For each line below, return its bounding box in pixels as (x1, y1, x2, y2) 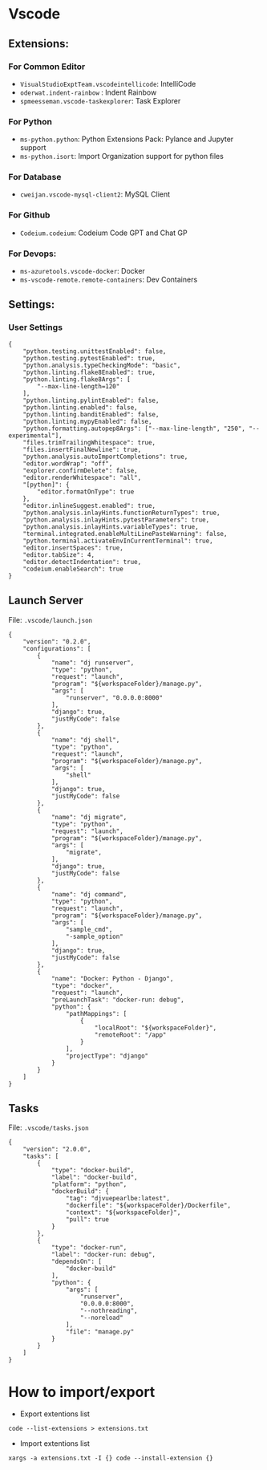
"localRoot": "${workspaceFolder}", (94, 1024, 217, 1032)
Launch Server (8, 594, 84, 607)
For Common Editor (8, 61, 86, 72)
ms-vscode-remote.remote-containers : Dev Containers (19, 274, 198, 285)
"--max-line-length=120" (37, 382, 120, 390)
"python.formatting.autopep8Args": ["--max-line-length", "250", (22, 424, 246, 432)
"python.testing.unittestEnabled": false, (22, 347, 167, 355)
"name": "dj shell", (51, 736, 120, 744)
